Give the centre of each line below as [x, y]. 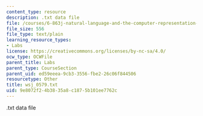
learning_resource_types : [39, 40]
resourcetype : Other [32, 79]
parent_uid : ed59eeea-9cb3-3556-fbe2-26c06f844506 [71, 74]
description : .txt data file [43, 18]
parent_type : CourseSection [42, 68]
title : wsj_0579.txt [32, 85]
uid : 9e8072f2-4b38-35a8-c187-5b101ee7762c [62, 91]
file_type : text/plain [35, 34]
